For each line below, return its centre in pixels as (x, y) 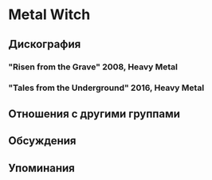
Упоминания (42, 168)
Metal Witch (49, 15)
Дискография (45, 44)
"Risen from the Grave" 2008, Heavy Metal (93, 67)
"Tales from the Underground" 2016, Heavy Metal (106, 88)
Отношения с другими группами (94, 113)
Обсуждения (42, 141)
